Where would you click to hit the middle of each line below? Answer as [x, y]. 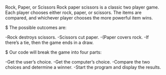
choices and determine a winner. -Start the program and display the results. [83, 67]
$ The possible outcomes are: [36, 27]
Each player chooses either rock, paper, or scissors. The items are [73, 12]
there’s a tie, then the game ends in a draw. [49, 42]
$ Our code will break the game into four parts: [53, 52]
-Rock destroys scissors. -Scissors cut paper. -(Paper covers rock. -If [77, 37]
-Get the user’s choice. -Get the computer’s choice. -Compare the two [77, 62]
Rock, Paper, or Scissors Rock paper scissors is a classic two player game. [82, 7]
